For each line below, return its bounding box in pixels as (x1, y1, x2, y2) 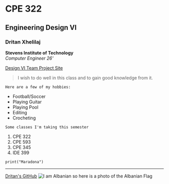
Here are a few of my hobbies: (5, 84, 71, 89)
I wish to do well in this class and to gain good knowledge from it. (17, 74, 153, 81)
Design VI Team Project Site (5, 65, 63, 71)
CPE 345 (12, 144, 31, 150)
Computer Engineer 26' (5, 55, 54, 61)
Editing (12, 109, 28, 115)
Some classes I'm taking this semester (5, 124, 89, 129)
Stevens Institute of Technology (5, 50, 74, 56)
